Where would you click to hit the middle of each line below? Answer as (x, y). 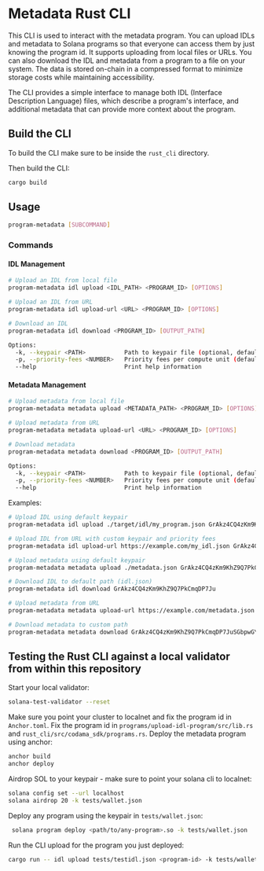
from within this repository (75, 669)
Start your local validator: (49, 688)
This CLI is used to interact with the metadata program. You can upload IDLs (132, 35)
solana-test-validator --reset (59, 702)
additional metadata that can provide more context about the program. (122, 109)
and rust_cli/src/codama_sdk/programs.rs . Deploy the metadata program (127, 734)
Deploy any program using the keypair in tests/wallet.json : (106, 815)
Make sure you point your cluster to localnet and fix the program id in (120, 717)
